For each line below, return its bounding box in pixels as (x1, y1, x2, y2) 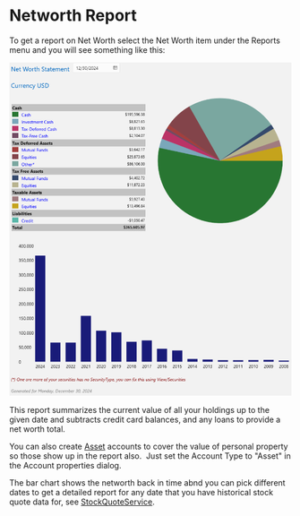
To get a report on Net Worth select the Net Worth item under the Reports (9, 35, 280, 46)
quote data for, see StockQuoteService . (9, 496, 155, 507)
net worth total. (9, 424, 65, 434)
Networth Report (9, 5, 137, 26)
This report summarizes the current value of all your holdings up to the (9, 405, 270, 416)
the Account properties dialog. (9, 460, 122, 471)
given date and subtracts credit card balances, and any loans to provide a (9, 414, 281, 426)
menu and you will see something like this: (9, 44, 166, 55)
